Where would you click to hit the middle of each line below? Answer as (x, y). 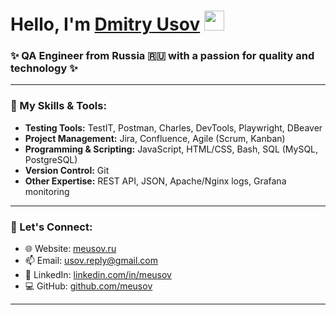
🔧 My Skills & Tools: (58, 106)
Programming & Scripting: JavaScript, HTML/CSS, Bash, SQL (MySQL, (171, 149)
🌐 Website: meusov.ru (70, 249)
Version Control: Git (67, 170)
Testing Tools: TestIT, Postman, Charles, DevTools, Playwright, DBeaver (173, 127)
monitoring (47, 191)
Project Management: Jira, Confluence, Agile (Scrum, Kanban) (155, 138)
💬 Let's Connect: (51, 227)
